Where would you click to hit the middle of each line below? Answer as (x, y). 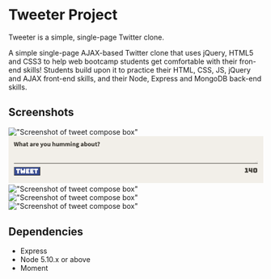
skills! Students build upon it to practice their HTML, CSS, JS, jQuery (137, 69)
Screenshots (41, 112)
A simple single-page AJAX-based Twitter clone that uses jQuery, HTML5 (131, 52)
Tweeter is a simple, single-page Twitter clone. (86, 37)
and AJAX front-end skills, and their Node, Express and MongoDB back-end (135, 78)
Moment (34, 268)
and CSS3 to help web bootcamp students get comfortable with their (123, 61)
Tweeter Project (63, 15)
